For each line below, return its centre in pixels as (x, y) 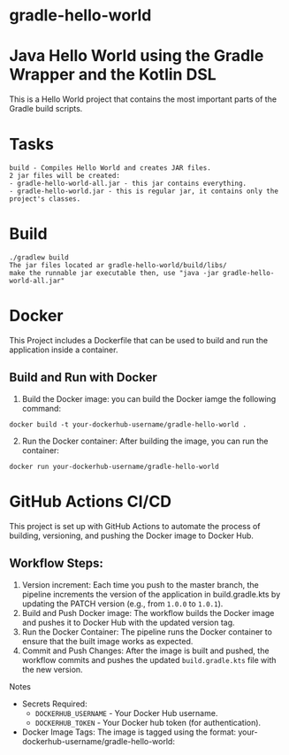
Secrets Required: (54, 704)
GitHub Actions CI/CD (91, 501)
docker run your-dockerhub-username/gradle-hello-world (114, 466)
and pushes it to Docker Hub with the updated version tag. (129, 622)
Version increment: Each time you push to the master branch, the (140, 584)
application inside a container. (64, 350)
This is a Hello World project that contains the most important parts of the (143, 99)
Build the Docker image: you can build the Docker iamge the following (149, 398)
